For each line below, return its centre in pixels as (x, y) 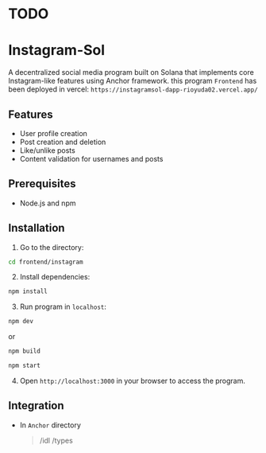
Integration (37, 406)
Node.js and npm (48, 203)
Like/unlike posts (47, 150)
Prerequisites (42, 184)
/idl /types (56, 440)
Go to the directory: (52, 247)
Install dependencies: (55, 277)
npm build (25, 351)
